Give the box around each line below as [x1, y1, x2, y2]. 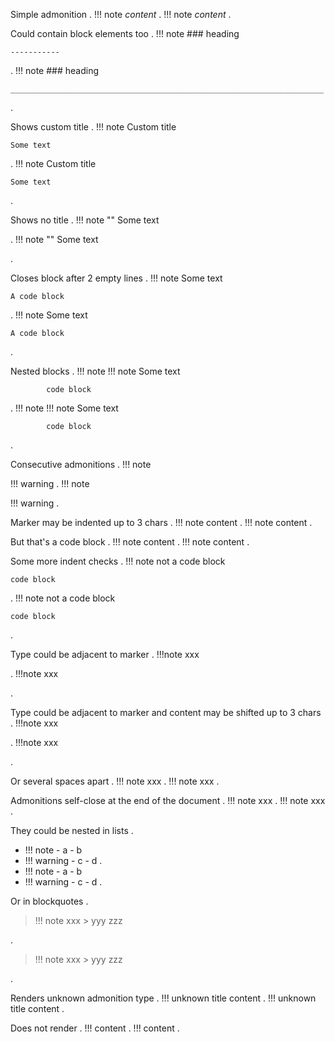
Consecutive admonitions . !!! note [10, 459, 152, 470]
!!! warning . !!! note [10, 478, 90, 489]
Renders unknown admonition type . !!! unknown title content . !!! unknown [10, 992, 317, 1004]
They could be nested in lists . [10, 825, 134, 836]
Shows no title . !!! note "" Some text [10, 214, 160, 226]
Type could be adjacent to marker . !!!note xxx [10, 649, 200, 660]
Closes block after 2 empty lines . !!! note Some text [10, 272, 223, 284]
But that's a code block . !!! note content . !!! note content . [10, 536, 250, 548]
